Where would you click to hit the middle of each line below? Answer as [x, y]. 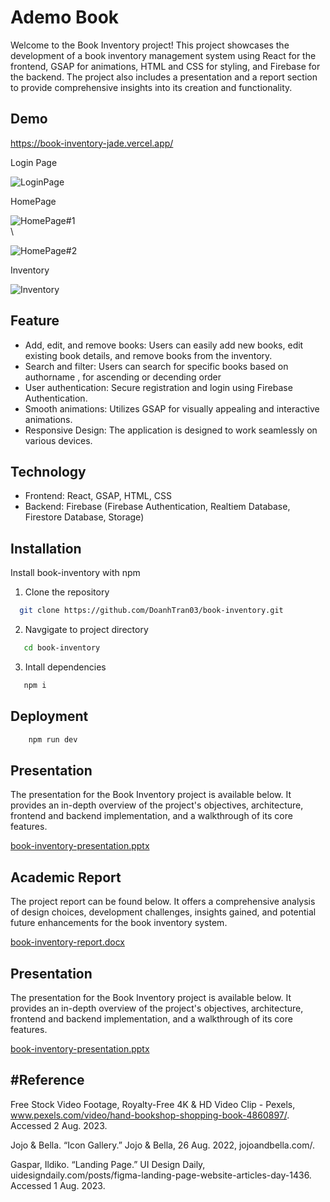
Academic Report [66, 877]
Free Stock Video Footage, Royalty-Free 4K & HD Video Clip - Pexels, [153, 1104]
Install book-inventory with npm [75, 573]
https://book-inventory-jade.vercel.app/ [92, 143]
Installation [46, 548]
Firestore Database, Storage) [84, 517]
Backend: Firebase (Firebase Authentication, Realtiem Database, [157, 507]
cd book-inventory [62, 648]
